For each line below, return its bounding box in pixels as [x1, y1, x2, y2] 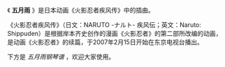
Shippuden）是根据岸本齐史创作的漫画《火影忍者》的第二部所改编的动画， [7, 30, 222, 37]
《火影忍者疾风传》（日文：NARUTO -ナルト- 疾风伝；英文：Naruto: [7, 21, 201, 29]
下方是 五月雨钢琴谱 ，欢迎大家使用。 [7, 52, 115, 61]
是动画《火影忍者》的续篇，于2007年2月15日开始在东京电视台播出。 [7, 38, 204, 46]
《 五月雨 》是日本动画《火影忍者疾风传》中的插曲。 [7, 6, 155, 14]
